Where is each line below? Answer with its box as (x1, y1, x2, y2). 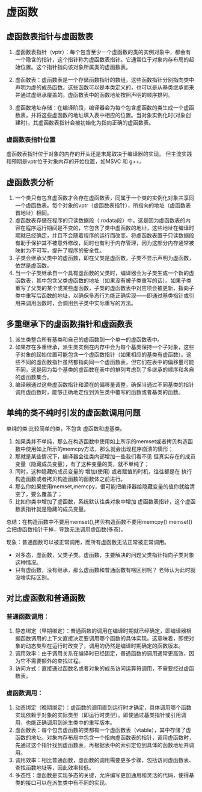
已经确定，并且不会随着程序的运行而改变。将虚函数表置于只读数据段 (25, 232, 194, 239)
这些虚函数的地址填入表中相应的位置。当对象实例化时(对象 (41, 112, 186, 118)
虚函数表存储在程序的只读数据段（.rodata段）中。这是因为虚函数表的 (14, 217, 186, 224)
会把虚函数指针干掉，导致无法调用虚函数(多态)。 (6, 526, 126, 533)
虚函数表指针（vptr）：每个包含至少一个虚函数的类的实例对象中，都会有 (14, 49, 191, 55)
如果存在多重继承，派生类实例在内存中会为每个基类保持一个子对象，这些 (14, 343, 194, 351)
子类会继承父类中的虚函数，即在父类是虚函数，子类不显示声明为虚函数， (14, 254, 194, 262)
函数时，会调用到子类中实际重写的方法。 (35, 299, 136, 307)
